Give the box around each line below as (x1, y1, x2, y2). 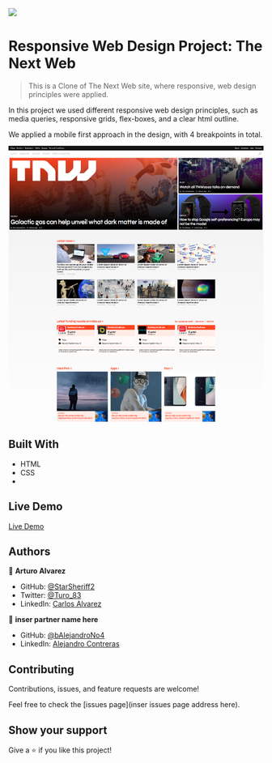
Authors (8, 544, 51, 558)
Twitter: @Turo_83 (19, 590, 82, 600)
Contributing (8, 663, 74, 676)
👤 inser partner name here (8, 615, 99, 624)
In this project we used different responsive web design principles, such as (8, 105, 258, 115)
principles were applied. (28, 89, 109, 99)
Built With (8, 437, 59, 451)
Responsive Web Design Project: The (8, 37, 263, 56)
